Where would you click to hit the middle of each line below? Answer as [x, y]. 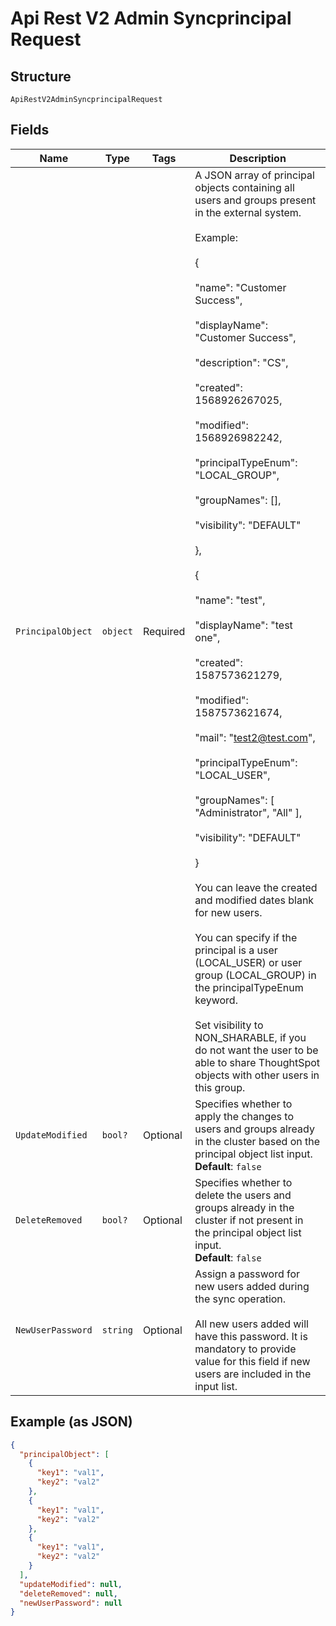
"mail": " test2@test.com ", [255, 737]
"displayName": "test [243, 625]
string [117, 1330]
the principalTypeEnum [249, 987]
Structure [41, 76]
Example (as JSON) [71, 1422]
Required [164, 631]
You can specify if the [246, 937]
